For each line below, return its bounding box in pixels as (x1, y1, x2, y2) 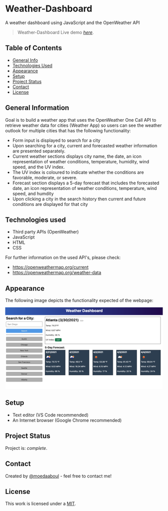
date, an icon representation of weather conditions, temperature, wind (12, 185, 157, 191)
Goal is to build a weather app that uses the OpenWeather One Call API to (5, 117, 156, 123)
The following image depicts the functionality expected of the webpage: (5, 298, 153, 304)
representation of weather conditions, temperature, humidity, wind (12, 158, 149, 164)
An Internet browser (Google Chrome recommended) (12, 417, 122, 423)
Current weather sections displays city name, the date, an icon (12, 153, 141, 159)
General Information (5, 104, 69, 112)
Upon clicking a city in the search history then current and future (12, 196, 146, 202)
